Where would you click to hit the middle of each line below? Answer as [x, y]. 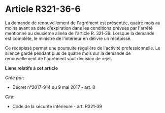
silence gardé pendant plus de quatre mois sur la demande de [68, 53]
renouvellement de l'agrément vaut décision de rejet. [59, 58]
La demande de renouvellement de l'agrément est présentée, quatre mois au [83, 23]
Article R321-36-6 [43, 9]
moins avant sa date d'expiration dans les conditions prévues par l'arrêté [79, 28]
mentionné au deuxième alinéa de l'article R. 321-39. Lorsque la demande [80, 33]
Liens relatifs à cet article [32, 68]
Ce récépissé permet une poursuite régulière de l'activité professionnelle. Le [83, 48]
